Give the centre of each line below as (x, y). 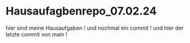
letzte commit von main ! (37, 34)
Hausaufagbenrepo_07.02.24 (81, 11)
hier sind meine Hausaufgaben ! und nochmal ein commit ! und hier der (95, 28)
